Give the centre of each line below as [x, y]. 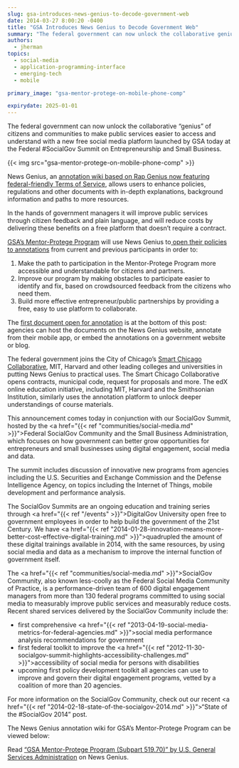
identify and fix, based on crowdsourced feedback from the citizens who [124, 286]
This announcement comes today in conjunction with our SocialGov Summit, [119, 418]
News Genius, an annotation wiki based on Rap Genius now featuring [108, 177]
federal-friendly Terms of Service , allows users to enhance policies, [107, 184]
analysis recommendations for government [81, 640]
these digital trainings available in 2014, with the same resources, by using [116, 544]
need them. [34, 294]
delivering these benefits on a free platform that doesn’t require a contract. [117, 228]
